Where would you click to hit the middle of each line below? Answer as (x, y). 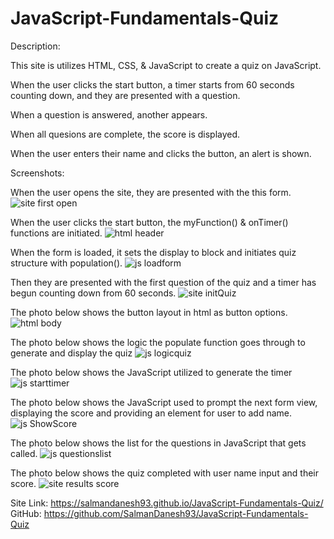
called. (24, 453)
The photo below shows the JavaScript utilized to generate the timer (151, 372)
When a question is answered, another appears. (109, 114)
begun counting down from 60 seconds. (93, 293)
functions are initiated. (56, 233)
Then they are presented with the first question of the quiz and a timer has (163, 282)
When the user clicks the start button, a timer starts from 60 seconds (152, 84)
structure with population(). (66, 263)
